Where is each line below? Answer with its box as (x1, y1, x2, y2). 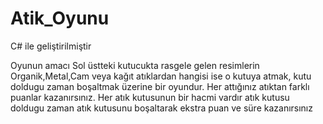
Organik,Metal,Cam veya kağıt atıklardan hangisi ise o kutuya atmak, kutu (10, 70, 312, 82)
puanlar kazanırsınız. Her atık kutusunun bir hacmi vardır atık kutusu (10, 91, 290, 103)
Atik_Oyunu (10, 7, 110, 30)
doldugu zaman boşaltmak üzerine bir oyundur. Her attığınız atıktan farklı (10, 80, 310, 92)
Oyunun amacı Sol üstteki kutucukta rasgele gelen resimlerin (10, 59, 260, 71)
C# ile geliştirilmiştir (10, 40, 92, 52)
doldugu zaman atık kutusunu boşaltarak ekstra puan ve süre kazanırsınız (10, 102, 313, 114)
